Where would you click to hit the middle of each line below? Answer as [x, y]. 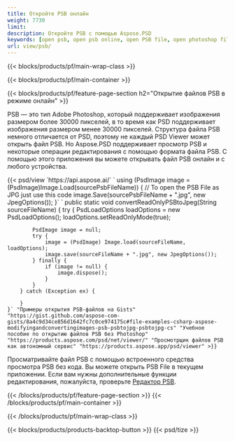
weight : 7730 [26, 20]
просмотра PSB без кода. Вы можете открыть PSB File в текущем [106, 367]
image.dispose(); [83, 273]
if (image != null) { [76, 267]
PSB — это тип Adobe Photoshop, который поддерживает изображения [114, 114]
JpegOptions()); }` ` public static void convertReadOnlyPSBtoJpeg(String [112, 202]
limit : [17, 27]
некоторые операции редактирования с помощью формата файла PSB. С [117, 152]
